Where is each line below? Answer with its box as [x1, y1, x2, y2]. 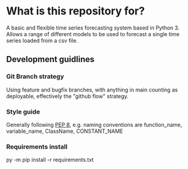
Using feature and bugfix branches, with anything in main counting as [6, 86, 178, 93]
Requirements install [6, 143, 68, 151]
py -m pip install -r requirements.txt [6, 156, 94, 164]
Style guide [6, 107, 41, 115]
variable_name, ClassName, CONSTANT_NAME [6, 128, 123, 135]
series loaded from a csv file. [6, 37, 78, 44]
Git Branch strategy [6, 72, 65, 81]
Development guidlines [6, 54, 95, 64]
